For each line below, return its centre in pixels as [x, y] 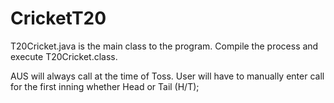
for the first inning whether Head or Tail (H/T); [105, 86]
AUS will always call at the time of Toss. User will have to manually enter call [167, 76]
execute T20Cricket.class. [64, 56]
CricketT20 [58, 18]
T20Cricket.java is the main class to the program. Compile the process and [164, 46]
